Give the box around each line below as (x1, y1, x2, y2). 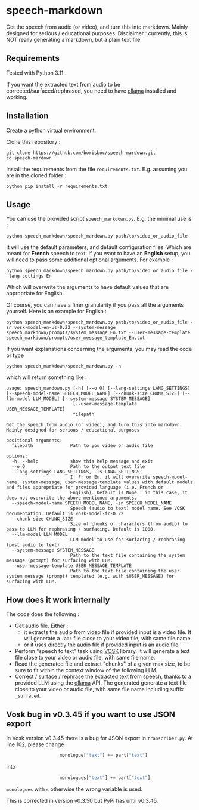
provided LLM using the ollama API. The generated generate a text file (14, 679, 188, 686)
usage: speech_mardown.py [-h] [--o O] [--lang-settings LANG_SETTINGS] (6, 386, 191, 392)
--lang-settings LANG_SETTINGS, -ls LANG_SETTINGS (11, 469, 140, 475)
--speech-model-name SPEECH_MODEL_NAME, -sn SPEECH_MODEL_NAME (11, 500, 172, 506)
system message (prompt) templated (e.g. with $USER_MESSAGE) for (6, 574, 175, 580)
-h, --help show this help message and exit (11, 458, 153, 464)
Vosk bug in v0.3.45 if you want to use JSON (6, 709, 176, 719)
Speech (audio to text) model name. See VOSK (70, 506, 185, 512)
